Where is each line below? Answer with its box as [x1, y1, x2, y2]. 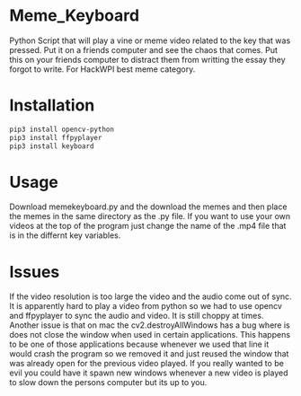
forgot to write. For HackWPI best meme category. [9, 64, 196, 75]
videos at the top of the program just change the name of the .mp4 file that [9, 221, 287, 232]
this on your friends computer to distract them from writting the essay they [9, 54, 286, 65]
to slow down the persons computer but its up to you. [9, 377, 208, 388]
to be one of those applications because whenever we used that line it [9, 339, 270, 350]
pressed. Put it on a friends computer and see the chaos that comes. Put [9, 44, 279, 55]
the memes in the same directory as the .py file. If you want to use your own [9, 211, 291, 222]
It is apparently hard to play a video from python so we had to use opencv [9, 301, 283, 312]
